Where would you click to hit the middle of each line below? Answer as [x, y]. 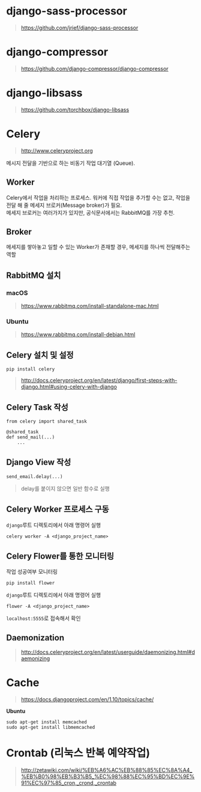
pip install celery [31, 369]
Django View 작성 [39, 462]
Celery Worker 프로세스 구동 [58, 509]
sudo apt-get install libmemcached [51, 728]
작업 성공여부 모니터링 [32, 572]
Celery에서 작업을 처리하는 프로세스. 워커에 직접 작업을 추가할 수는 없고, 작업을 [98, 197]
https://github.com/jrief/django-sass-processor [79, 28]
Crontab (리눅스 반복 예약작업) [78, 753]
